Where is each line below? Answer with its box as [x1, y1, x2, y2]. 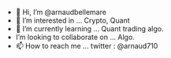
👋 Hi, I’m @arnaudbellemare [15, 8, 106, 16]
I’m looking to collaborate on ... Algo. [15, 32, 136, 42]
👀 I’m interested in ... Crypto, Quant [15, 16, 130, 25]
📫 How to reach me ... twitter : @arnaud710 [15, 42, 158, 50]
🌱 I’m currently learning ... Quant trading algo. [15, 24, 164, 33]
